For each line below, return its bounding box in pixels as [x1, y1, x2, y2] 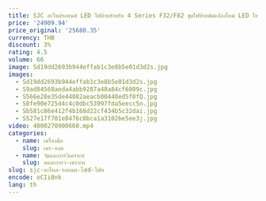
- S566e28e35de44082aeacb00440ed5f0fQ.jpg [15, 93, 158, 100]
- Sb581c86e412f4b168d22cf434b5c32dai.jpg [15, 108, 158, 116]
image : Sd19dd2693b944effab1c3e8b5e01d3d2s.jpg [8, 63, 169, 71]
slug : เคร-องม [22, 144, 64, 152]
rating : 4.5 [8, 48, 47, 56]
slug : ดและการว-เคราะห [22, 159, 85, 167]
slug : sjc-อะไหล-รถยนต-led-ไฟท [8, 166, 104, 174]
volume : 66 [8, 56, 44, 64]
